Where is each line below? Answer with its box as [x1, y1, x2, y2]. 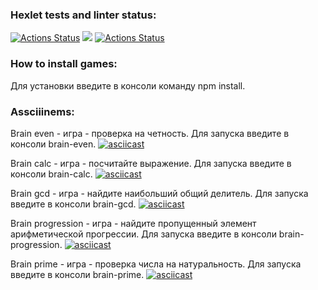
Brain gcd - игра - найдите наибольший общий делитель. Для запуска [10, 187, 309, 199]
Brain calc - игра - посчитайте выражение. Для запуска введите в [10, 157, 292, 169]
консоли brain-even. [10, 138, 97, 150]
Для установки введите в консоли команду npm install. [10, 79, 246, 92]
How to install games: [10, 57, 118, 71]
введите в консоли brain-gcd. [10, 198, 137, 210]
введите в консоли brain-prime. [10, 268, 145, 280]
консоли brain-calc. [10, 168, 93, 180]
